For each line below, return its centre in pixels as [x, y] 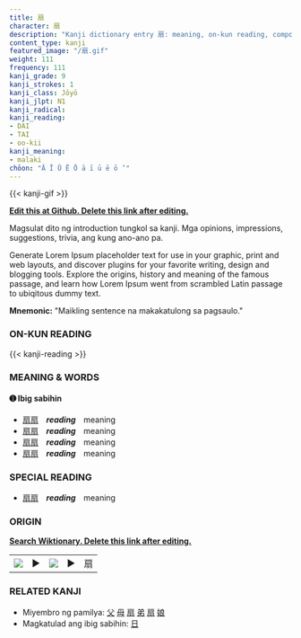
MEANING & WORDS [55, 377]
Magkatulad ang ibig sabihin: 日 [80, 623]
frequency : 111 [38, 68]
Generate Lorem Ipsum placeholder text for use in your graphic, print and [144, 255]
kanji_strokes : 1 [42, 84]
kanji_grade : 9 [38, 76]
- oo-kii [26, 143]
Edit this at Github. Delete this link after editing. [99, 211]
